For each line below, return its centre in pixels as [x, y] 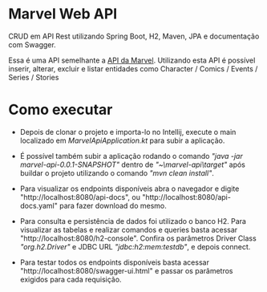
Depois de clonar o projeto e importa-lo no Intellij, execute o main [128, 132]
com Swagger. [32, 44]
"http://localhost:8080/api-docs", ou [80, 197]
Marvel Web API [63, 14]
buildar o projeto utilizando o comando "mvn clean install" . [117, 172]
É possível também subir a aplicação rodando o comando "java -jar [131, 156]
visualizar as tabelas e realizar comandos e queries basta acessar [129, 229]
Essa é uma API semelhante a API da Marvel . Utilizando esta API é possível [132, 60]
